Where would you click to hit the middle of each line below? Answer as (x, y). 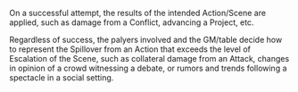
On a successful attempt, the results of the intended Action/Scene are (137, 13)
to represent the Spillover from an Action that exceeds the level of (130, 49)
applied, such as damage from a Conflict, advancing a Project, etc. (132, 22)
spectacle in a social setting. (62, 78)
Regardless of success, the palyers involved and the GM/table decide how (146, 40)
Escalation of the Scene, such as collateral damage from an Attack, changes (149, 59)
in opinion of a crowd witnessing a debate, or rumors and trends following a (148, 68)
